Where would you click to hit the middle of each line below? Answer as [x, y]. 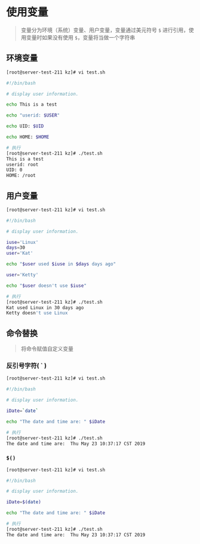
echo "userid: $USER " [33, 115]
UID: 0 [14, 170]
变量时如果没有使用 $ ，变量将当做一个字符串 [81, 37]
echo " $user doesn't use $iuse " [46, 285]
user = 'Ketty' [22, 275]
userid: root [22, 164]
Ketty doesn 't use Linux [37, 313]
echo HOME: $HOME [28, 137]
